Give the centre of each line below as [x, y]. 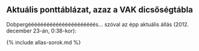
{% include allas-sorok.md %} [44, 42]
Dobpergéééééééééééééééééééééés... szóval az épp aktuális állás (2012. [98, 24]
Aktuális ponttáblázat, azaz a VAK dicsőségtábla [99, 10]
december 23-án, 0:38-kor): [41, 31]
